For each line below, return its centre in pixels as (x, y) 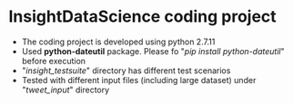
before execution (54, 61)
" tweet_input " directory (66, 90)
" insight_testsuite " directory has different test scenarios (126, 71)
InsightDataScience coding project (142, 17)
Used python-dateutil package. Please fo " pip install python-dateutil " (153, 51)
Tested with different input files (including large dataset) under (139, 80)
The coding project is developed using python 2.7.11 (118, 42)
